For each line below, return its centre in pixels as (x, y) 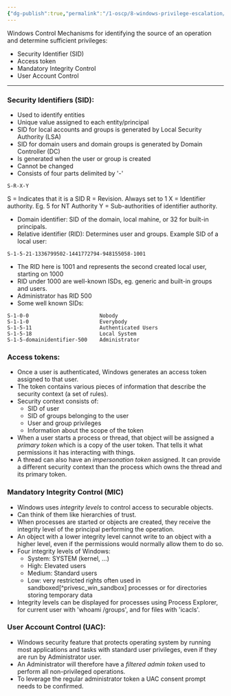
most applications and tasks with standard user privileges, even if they (117, 649)
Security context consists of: (58, 401)
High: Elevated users (57, 565)
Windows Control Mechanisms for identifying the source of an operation (109, 33)
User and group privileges (64, 423)
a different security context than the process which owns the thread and (119, 467)
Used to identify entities (51, 115)
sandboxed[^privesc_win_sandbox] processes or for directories (117, 587)
